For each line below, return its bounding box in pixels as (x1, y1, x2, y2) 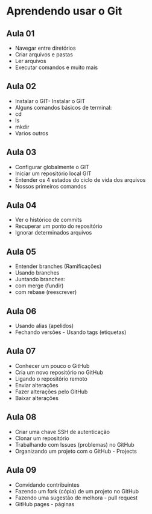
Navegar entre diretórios (14, 44, 77, 52)
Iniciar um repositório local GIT (14, 170, 92, 177)
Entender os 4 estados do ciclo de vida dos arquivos (14, 176, 146, 183)
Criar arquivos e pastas (14, 51, 74, 58)
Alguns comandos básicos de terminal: (14, 104, 112, 111)
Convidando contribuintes (14, 481, 80, 489)
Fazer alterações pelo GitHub (14, 388, 88, 395)
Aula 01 (6, 28, 35, 39)
